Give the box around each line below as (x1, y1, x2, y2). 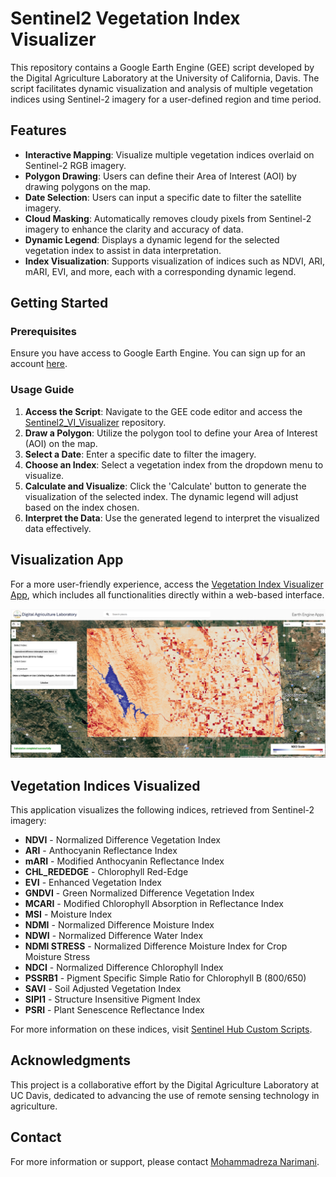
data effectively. (24, 522, 92, 534)
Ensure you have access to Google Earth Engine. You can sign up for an (10, 347, 306, 359)
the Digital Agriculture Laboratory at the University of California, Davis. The (10, 72, 320, 84)
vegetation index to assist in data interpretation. (24, 244, 222, 256)
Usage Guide (10, 383, 75, 397)
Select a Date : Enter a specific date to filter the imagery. (24, 448, 257, 460)
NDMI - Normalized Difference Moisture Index (24, 919, 215, 931)
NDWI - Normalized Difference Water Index (24, 930, 204, 942)
